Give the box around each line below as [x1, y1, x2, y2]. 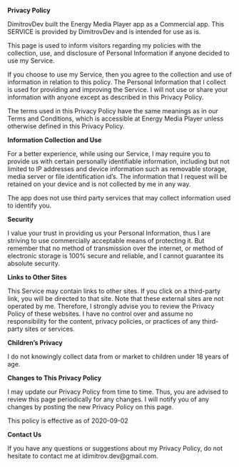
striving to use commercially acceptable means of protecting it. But [7, 237, 205, 245]
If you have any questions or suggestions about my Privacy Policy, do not [7, 444, 223, 452]
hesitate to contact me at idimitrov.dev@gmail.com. [7, 452, 158, 460]
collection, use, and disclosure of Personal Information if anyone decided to [7, 49, 230, 57]
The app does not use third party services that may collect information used [7, 194, 231, 202]
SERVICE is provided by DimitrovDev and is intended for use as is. [7, 28, 201, 36]
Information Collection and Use [7, 135, 102, 144]
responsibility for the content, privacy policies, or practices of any [7, 317, 201, 325]
